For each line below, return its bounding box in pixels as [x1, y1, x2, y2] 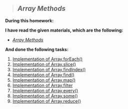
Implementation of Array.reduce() [12, 98, 81, 104]
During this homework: [5, 17, 54, 23]
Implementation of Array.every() [12, 87, 78, 94]
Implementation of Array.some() [12, 93, 78, 99]
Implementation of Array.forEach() [12, 56, 83, 62]
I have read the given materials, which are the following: [5, 27, 124, 33]
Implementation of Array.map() [12, 77, 76, 83]
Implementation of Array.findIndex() [12, 66, 86, 72]
